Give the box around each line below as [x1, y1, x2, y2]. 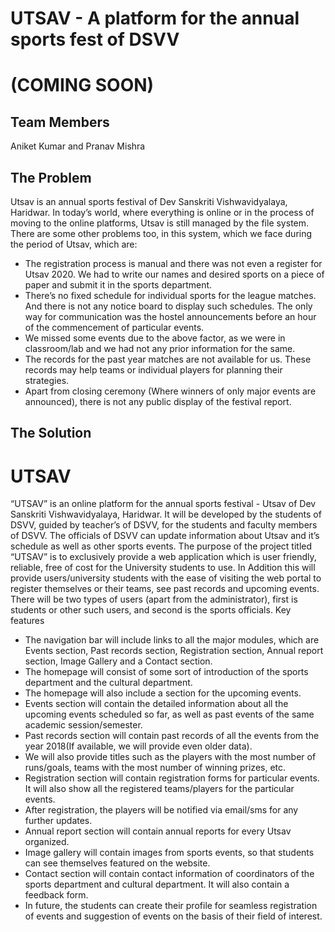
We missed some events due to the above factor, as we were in [24, 332, 286, 344]
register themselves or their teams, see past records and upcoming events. [10, 583, 320, 595]
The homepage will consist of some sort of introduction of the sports [24, 666, 309, 678]
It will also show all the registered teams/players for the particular [24, 783, 295, 795]
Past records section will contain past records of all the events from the [24, 730, 320, 742]
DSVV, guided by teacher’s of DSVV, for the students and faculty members [10, 519, 318, 531]
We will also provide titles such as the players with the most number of [24, 751, 317, 763]
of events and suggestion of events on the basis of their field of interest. [24, 910, 323, 922]
